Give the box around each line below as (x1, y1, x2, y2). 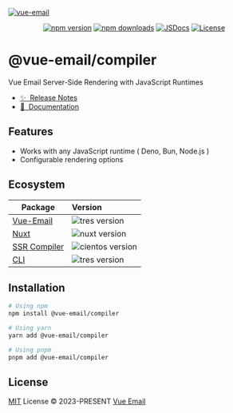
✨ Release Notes (19, 93, 78, 102)
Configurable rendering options (19, 154, 124, 164)
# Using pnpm (8, 346, 52, 354)
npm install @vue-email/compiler (8, 310, 120, 318)
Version (71, 201, 102, 212)
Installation (8, 280, 65, 295)
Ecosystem (8, 178, 65, 192)
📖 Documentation (19, 101, 80, 111)
